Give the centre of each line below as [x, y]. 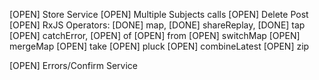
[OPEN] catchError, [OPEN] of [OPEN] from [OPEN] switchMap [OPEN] [155, 35]
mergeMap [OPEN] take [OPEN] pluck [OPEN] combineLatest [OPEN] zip [159, 46]
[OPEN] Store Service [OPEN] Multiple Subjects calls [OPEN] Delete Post [159, 14]
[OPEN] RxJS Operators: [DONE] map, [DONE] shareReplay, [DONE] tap [157, 25]
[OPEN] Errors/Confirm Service [74, 65]
